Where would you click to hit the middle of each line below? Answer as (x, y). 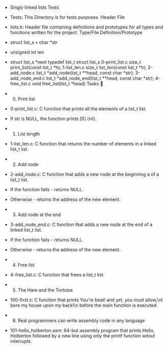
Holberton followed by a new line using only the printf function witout (82, 336)
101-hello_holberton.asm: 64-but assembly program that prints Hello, (82, 330)
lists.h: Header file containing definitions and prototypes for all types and (87, 27)
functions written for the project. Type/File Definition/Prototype (76, 32)
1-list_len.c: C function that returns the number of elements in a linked (83, 144)
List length (29, 134)
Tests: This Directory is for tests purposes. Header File (67, 17)
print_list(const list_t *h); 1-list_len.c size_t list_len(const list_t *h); (78, 67)
